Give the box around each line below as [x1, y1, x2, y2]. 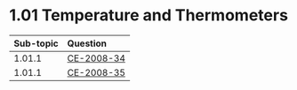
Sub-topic [13, 37, 60, 49]
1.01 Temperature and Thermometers [9, 5, 289, 26]
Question [67, 37, 108, 49]
